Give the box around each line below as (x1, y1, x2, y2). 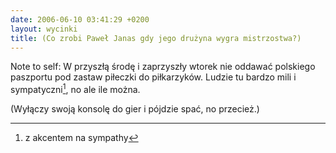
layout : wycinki (10, 24, 78, 34)
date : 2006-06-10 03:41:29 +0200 (10, 14, 150, 25)
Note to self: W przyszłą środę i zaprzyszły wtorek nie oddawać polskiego (10, 61, 316, 73)
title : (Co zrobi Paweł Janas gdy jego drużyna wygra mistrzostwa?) (10, 33, 302, 43)
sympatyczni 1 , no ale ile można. (10, 82, 141, 96)
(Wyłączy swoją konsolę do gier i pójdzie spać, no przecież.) (10, 103, 260, 115)
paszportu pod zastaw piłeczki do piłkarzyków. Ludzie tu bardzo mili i (10, 71, 297, 83)
